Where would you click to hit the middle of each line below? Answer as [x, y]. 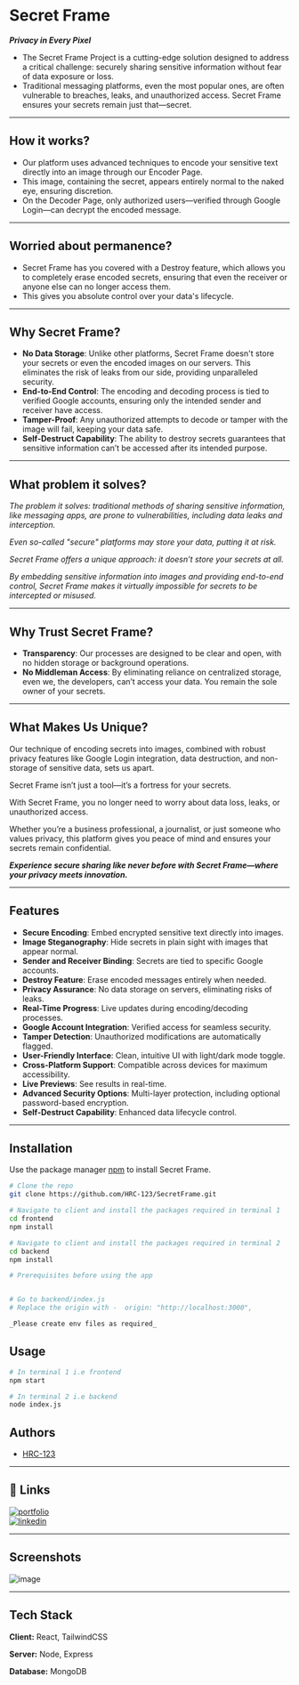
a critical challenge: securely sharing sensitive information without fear [152, 67]
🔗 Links [30, 1491]
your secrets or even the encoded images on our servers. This [136, 363]
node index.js [36, 1405]
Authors [32, 1433]
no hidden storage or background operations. [105, 663]
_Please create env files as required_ [83, 1324]
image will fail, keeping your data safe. [93, 429]
